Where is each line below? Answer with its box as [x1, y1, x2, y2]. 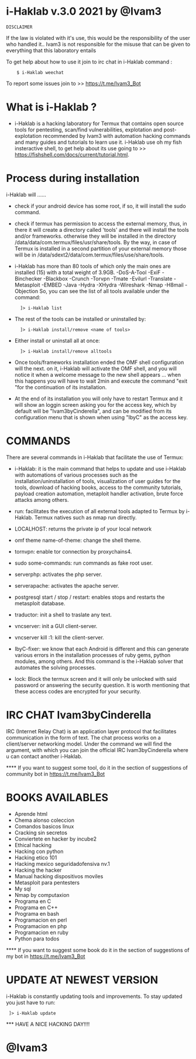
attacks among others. [14, 496, 69, 503]
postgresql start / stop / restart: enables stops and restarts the [14, 593, 165, 601]
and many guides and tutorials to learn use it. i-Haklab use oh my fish [14, 139, 183, 146]
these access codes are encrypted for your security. [14, 687, 142, 694]
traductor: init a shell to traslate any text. [14, 611, 112, 618]
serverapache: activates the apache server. [14, 582, 120, 589]
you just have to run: [6, 999, 56, 1006]
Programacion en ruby [14, 929, 69, 936]
